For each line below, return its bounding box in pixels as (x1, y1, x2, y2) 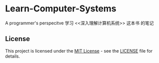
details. (5, 53, 20, 59)
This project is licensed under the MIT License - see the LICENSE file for (5, 48, 153, 54)
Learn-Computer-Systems (5, 3, 116, 14)
